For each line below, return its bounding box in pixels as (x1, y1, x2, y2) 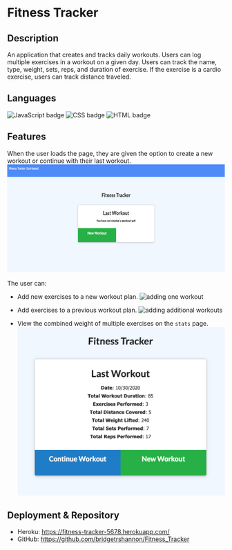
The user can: (7, 279, 47, 287)
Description (7, 32, 59, 44)
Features (7, 131, 46, 143)
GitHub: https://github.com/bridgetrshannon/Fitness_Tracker (17, 535, 190, 543)
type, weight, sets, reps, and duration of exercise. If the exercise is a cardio (7, 66, 222, 73)
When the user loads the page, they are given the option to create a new (7, 149, 213, 157)
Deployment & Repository (7, 509, 119, 521)
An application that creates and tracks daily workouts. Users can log (7, 50, 202, 59)
